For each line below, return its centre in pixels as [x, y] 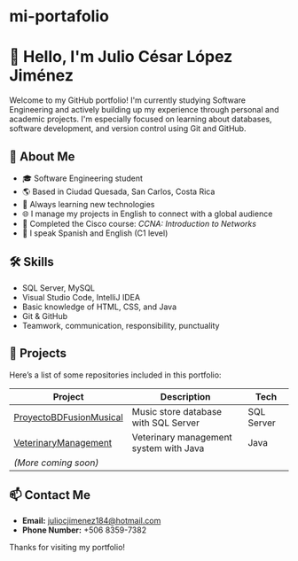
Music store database [177, 411]
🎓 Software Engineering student [82, 178]
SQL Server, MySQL [59, 288]
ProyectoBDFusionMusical [69, 417]
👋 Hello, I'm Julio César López [121, 57]
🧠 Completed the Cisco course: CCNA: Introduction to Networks [139, 223]
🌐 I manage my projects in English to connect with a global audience [147, 214]
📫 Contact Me [50, 495]
